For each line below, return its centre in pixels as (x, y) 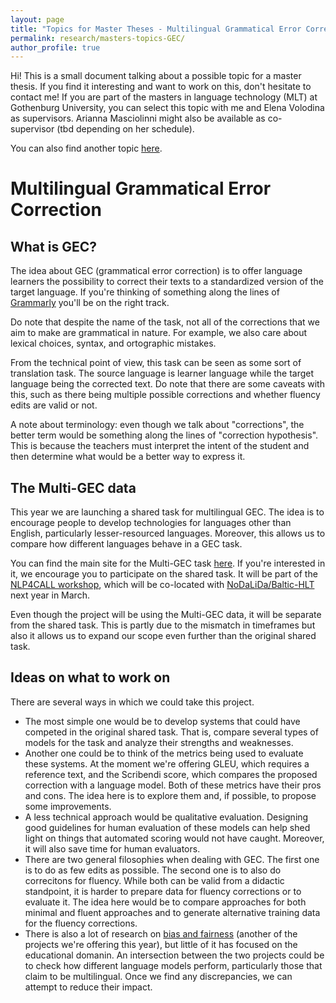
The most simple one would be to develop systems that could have (162, 721)
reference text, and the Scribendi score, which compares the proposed (171, 774)
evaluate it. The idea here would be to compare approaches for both (165, 902)
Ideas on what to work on (90, 677)
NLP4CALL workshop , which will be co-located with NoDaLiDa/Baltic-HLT (162, 585)
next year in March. (50, 595)
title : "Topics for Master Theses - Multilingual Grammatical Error (156, 29)
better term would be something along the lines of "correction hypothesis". (164, 435)
